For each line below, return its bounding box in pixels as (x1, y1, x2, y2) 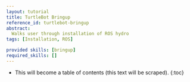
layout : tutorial (6, 8, 49, 15)
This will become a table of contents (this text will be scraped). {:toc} (14, 69, 185, 76)
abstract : (6, 25, 31, 31)
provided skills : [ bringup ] (6, 47, 76, 53)
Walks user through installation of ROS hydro (11, 31, 129, 37)
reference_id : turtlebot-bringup (6, 20, 89, 26)
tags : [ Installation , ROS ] (6, 36, 73, 42)
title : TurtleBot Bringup (6, 14, 70, 20)
